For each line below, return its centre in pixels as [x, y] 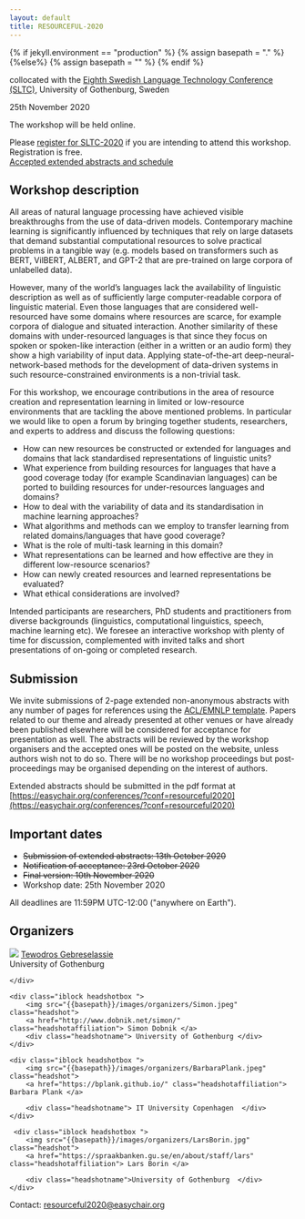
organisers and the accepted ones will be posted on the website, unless [144, 749]
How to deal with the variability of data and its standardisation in [143, 507]
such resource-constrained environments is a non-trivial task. [125, 375]
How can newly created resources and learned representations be [147, 574]
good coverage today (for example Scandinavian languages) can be [150, 478]
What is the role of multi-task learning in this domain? [123, 545]
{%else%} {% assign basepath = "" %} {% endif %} [107, 62]
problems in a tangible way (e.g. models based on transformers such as [144, 250]
